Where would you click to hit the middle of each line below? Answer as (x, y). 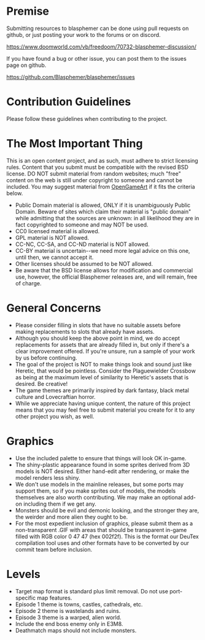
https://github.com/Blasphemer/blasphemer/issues (71, 77)
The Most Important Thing (75, 144)
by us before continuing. (46, 358)
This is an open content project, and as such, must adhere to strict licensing (102, 160)
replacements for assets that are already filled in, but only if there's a (102, 344)
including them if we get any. (60, 504)
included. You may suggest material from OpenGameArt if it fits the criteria (101, 187)
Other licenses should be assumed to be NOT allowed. (84, 264)
